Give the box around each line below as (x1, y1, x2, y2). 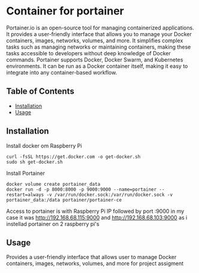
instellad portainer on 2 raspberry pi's (6, 220, 100, 227)
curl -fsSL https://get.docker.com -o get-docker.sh (6, 153, 141, 160)
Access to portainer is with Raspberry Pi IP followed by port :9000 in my (6, 207, 185, 215)
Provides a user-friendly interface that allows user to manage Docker (6, 254, 177, 261)
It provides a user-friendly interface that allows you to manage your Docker (6, 30, 192, 37)
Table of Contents (6, 86, 75, 97)
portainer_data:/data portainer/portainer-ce (6, 197, 122, 203)
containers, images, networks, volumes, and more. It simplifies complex (6, 37, 183, 44)
